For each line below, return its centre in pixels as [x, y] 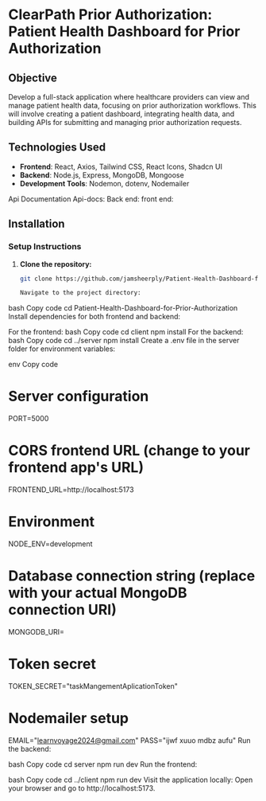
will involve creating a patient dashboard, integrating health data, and [121, 114]
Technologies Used [57, 148]
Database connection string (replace [132, 576]
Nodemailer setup [69, 719]
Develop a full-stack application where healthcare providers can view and [129, 97]
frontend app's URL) [76, 468]
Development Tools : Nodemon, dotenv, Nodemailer [104, 183]
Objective [33, 78]
